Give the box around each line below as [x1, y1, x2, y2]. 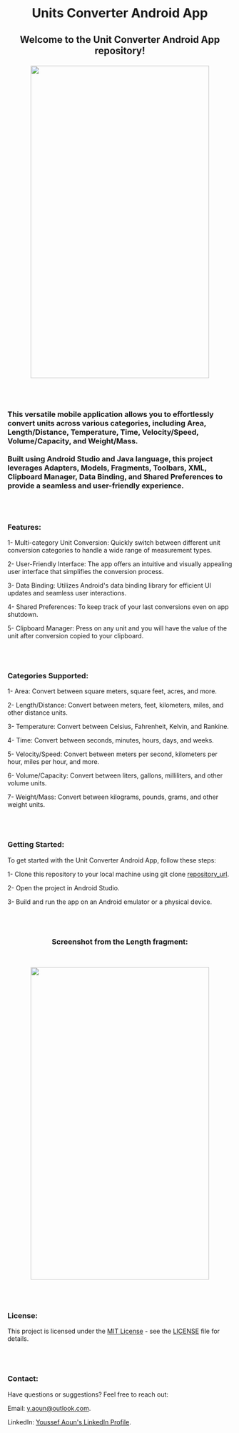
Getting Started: [7, 840, 65, 850]
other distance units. [7, 708, 68, 717]
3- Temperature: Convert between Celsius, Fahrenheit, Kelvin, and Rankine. [7, 723, 230, 731]
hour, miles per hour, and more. [7, 758, 100, 766]
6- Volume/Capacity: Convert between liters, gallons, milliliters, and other [7, 771, 223, 780]
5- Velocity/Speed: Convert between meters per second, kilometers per [7, 750, 218, 758]
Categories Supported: [7, 671, 89, 681]
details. [7, 1334, 29, 1343]
